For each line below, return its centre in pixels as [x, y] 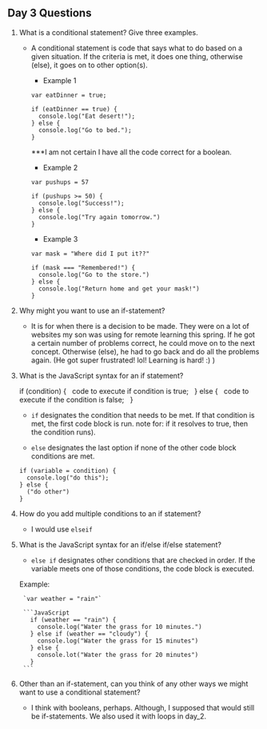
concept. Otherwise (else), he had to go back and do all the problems [145, 351]
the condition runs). [64, 432]
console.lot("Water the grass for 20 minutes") [118, 655]
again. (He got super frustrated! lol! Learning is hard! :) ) [123, 360]
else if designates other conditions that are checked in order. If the [143, 560]
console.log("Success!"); [81, 203]
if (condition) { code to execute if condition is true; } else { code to [134, 391]
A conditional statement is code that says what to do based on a [137, 48]
